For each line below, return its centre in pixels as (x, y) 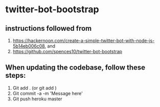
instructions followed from (49, 28)
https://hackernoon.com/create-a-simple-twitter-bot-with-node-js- (84, 40)
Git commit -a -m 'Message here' (48, 93)
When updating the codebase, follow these (75, 68)
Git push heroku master (37, 99)
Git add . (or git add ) (35, 88)
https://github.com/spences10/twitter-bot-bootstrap (67, 51)
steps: (16, 76)
